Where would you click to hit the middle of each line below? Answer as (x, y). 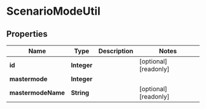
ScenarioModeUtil (53, 11)
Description (116, 51)
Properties (27, 34)
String (80, 93)
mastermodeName (37, 93)
